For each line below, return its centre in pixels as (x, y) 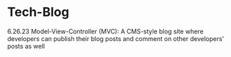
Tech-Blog (38, 12)
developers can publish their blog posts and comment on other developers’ (115, 38)
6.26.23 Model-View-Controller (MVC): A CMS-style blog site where (106, 31)
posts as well (26, 46)
